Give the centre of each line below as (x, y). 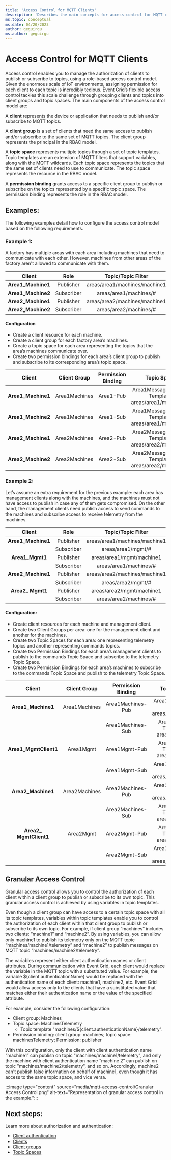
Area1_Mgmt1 (29, 557)
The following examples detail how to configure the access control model (82, 222)
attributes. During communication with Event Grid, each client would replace (85, 966)
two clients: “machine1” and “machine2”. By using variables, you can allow (83, 934)
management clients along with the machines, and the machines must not (82, 498)
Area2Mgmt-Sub (127, 855)
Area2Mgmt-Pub (127, 833)
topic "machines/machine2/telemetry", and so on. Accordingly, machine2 (82, 1066)
